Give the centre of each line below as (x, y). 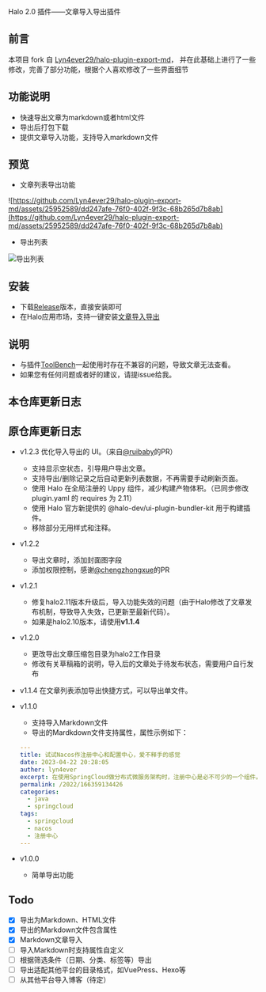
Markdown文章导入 (51, 940)
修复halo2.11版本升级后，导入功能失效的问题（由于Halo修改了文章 (138, 602)
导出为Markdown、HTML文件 (68, 920)
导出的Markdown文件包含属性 (68, 930)
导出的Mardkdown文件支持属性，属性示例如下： (110, 733)
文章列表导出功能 (47, 185)
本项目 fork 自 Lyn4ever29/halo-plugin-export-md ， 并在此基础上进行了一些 (132, 59)
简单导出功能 (52, 875)
